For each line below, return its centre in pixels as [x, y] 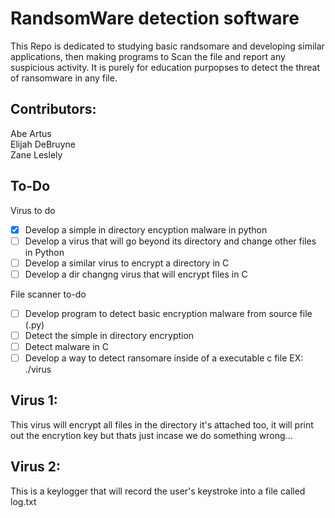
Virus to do [33, 210]
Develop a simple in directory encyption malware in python [146, 229]
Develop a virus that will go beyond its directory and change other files [170, 241]
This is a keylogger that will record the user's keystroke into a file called [158, 491]
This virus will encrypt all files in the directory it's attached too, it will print [162, 424]
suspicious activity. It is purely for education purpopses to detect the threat [165, 67]
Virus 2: [35, 467]
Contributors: [53, 109]
